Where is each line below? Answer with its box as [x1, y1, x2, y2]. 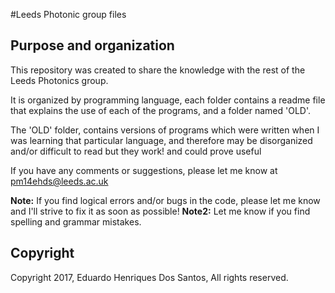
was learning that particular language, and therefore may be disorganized [10, 134, 313, 146]
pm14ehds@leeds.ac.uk [10, 175, 109, 187]
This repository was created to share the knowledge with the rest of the [10, 64, 306, 76]
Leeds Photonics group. [10, 74, 109, 86]
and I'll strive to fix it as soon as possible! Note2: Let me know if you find [10, 205, 311, 217]
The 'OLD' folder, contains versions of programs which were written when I [10, 124, 320, 136]
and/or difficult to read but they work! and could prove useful [10, 145, 262, 157]
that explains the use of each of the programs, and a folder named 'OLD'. [10, 104, 311, 116]
